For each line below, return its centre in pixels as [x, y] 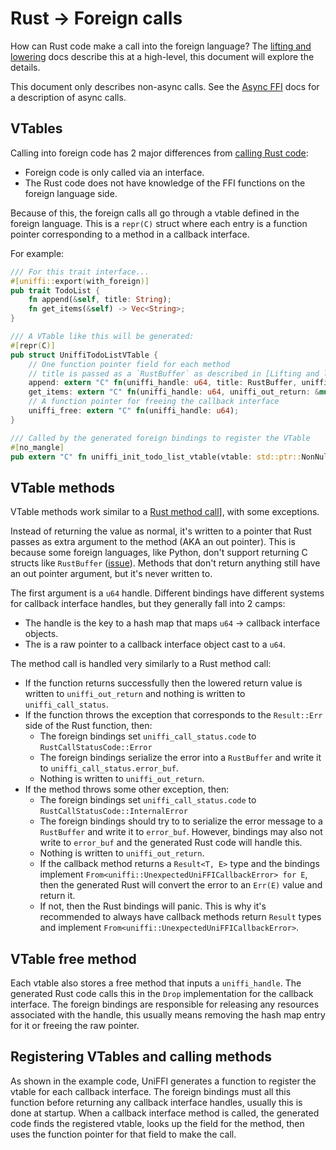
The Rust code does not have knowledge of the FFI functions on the [165, 183]
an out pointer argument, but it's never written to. [111, 574]
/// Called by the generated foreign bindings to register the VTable [160, 438]
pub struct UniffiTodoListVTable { [84, 355]
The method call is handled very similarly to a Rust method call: [141, 664]
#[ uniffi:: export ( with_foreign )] [80, 281]
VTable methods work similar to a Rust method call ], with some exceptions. [165, 512]
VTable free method [73, 958]
